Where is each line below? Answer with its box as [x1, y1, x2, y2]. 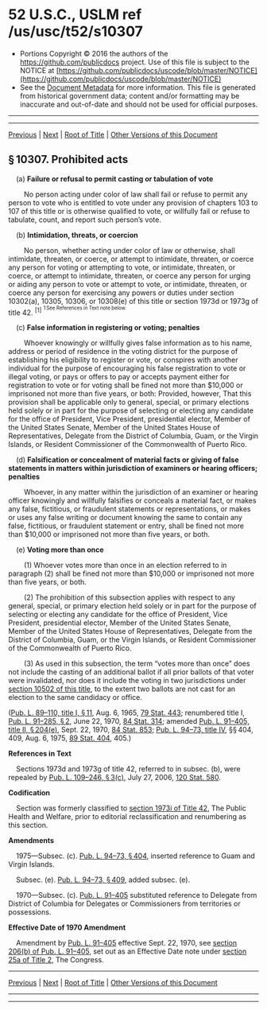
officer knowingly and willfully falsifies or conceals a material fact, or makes [8, 495, 257, 506]
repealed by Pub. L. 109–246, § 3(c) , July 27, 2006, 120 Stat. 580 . [8, 773, 221, 783]
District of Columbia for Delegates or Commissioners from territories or [8, 899, 241, 908]
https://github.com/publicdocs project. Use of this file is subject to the [19, 57, 250, 67]
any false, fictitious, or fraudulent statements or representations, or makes [8, 504, 251, 514]
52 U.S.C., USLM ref [8, 6, 142, 24]
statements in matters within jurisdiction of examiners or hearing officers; [8, 464, 258, 473]
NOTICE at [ [19, 65, 60, 75]
